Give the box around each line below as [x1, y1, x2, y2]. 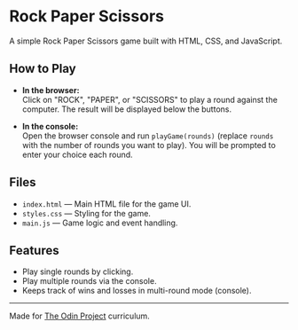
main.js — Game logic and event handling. [21, 217, 178, 228]
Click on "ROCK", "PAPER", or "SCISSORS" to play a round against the [21, 94, 278, 105]
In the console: [21, 121, 79, 131]
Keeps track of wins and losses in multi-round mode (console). [21, 286, 252, 296]
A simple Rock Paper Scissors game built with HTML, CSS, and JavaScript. [9, 35, 283, 46]
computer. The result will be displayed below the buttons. [21, 104, 232, 114]
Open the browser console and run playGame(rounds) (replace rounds [21, 130, 274, 141]
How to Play [9, 61, 77, 76]
